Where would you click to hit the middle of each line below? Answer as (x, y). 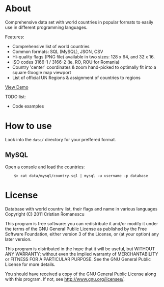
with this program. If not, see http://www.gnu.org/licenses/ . (65, 279)
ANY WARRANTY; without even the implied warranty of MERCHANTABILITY (82, 254)
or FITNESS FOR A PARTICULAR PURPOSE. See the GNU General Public (78, 259)
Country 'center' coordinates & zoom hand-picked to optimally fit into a (84, 67)
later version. (18, 239)
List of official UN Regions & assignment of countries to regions (76, 78)
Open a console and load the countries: (45, 167)
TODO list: (15, 97)
